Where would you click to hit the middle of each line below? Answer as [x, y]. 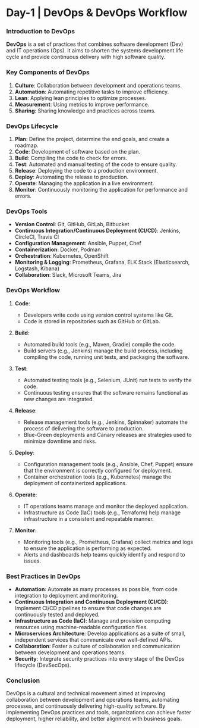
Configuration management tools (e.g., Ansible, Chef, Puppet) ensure [108, 464]
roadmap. [26, 145]
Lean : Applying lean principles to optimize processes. [80, 98]
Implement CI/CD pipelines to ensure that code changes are [88, 608]
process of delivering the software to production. [83, 428]
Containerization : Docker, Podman [58, 249]
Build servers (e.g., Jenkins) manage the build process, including [103, 351]
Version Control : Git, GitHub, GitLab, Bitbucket [72, 224]
